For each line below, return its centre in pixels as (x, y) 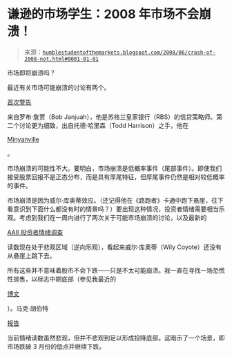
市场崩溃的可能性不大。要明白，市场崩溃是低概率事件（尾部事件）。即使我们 (115, 168)
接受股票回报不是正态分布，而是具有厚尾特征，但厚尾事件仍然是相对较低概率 (116, 176)
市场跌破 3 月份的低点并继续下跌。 (56, 346)
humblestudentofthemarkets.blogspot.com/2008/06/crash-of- (129, 53)
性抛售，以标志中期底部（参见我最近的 (61, 279)
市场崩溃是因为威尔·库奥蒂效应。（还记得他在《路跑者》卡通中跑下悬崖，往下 (116, 200)
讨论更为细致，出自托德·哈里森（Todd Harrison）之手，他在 (104, 125)
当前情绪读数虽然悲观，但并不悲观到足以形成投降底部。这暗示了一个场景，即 (116, 338)
